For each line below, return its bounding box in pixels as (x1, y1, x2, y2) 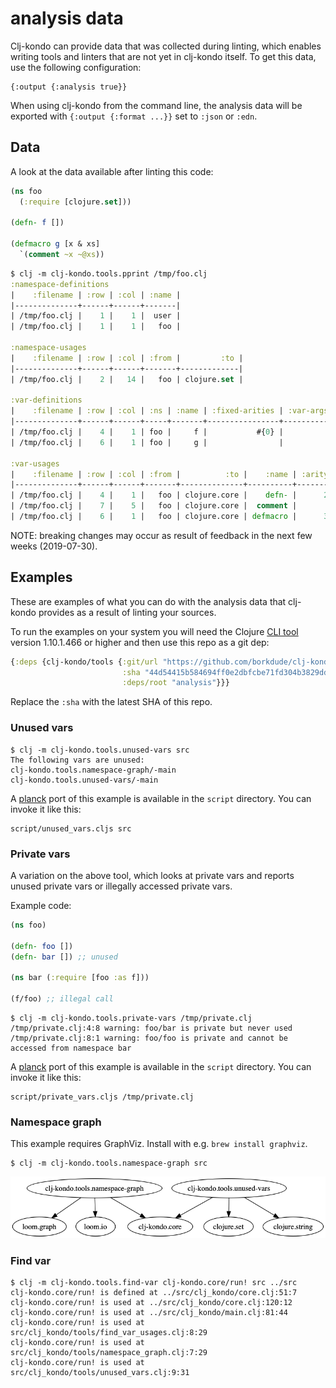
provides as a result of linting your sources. (38, 606, 217, 618)
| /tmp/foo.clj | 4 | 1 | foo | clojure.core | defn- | (10, 490, 298, 501)
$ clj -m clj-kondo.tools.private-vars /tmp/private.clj (10, 1013, 253, 1023)
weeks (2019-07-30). (10, 540, 98, 552)
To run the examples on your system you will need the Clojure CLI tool (10, 625, 299, 637)
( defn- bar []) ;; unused (10, 952, 118, 962)
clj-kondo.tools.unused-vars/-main (10, 775, 159, 785)
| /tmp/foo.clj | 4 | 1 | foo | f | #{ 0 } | (10, 427, 284, 437)
